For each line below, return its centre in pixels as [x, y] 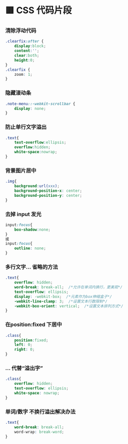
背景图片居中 [21, 170]
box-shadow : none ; [33, 230]
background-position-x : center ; [48, 191]
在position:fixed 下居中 [34, 325]
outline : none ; [30, 248]
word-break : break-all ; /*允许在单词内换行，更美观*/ [68, 287]
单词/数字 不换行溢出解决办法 [40, 412]
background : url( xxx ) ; [37, 186]
